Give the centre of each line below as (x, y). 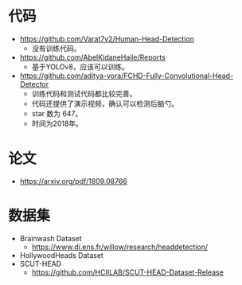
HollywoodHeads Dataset (61, 255)
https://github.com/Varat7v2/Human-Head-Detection (107, 39)
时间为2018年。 (57, 123)
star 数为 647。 (57, 113)
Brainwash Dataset (51, 238)
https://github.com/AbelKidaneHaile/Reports (92, 57)
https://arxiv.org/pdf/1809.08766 (73, 181)
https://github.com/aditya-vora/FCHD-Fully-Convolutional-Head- (127, 76)
